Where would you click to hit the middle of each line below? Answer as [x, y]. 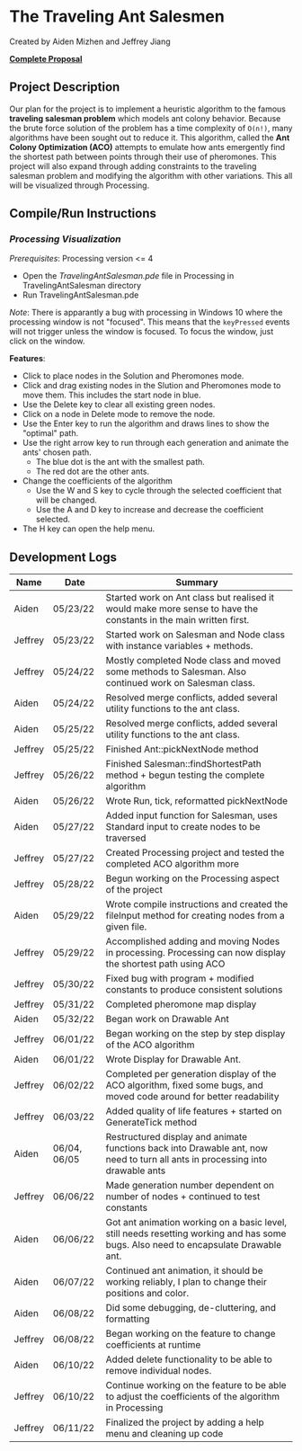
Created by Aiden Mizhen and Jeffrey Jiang [90, 41]
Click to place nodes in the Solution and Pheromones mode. [133, 376]
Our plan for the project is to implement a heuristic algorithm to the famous [147, 109]
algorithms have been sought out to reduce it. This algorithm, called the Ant [150, 138]
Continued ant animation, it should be [184, 1271]
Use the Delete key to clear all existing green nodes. [119, 405]
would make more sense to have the [182, 609]
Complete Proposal [46, 58]
